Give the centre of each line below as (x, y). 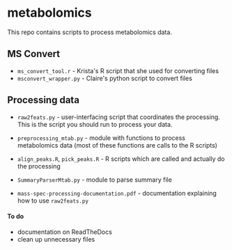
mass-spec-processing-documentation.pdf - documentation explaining (117, 193)
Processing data (44, 100)
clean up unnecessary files (56, 239)
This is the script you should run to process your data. (95, 124)
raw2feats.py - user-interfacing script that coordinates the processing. (119, 117)
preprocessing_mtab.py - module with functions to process (101, 138)
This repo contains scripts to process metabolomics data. (90, 32)
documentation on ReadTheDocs (65, 232)
